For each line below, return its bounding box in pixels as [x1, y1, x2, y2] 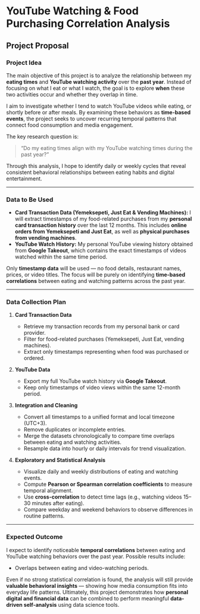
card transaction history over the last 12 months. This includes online [14, 222, 187, 229]
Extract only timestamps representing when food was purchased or [23, 348, 189, 356]
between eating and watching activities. [23, 439, 122, 446]
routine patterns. [23, 512, 65, 519]
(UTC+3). [23, 420, 47, 427]
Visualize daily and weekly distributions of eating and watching [23, 468, 179, 475]
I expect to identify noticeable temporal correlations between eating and [6, 546, 186, 553]
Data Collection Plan [6, 298, 67, 306]
